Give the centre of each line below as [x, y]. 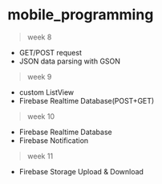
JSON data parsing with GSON [70, 61]
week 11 [40, 156]
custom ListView [47, 92]
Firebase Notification [54, 140]
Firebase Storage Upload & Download [81, 171]
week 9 [39, 76]
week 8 [39, 37]
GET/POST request [50, 52]
